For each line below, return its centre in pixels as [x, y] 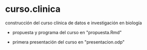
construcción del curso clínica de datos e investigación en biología [73, 23]
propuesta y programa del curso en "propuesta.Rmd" [67, 32]
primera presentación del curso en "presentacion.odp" [69, 42]
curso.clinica [33, 9]
